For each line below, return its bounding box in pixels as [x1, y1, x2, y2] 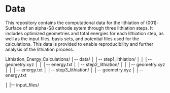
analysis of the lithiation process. [5, 46, 75, 52]
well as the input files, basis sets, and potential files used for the [5, 36, 140, 42]
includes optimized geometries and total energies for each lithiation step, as [5, 30, 164, 36]
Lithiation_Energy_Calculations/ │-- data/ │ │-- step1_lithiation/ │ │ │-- [5, 56, 152, 62]
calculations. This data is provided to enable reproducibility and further [5, 41, 154, 47]
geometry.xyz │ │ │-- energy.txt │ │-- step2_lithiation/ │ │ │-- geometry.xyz [5, 61, 165, 67]
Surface [5, 25, 22, 31]
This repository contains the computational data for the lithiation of [5, 20, 145, 26]
